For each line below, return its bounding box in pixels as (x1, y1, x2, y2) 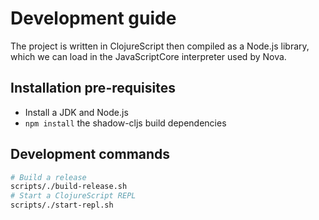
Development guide (10, 7, 177, 30)
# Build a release (10, 172, 87, 182)
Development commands (10, 146, 171, 163)
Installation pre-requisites (10, 80, 176, 97)
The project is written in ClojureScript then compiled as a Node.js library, (10, 40, 310, 52)
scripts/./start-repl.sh (10, 200, 114, 211)
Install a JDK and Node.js (24, 106, 129, 118)
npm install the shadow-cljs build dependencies (24, 117, 227, 129)
